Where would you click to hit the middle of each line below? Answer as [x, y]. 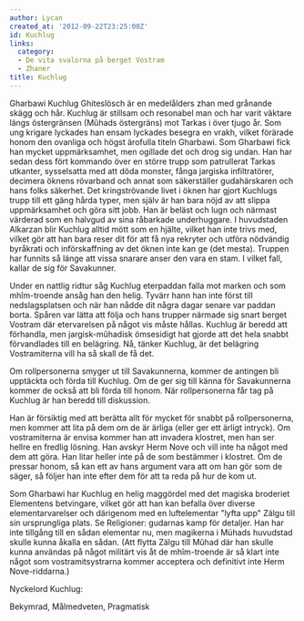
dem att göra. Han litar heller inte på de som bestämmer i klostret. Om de [146, 456]
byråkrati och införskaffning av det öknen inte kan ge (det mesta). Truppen [149, 248]
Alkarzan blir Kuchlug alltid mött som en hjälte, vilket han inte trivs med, [143, 229]
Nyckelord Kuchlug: [46, 588]
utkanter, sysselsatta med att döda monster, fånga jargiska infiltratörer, [142, 171]
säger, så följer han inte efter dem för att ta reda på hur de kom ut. [133, 476]
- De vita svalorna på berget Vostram [91, 60]
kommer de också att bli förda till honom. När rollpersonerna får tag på [142, 390]
